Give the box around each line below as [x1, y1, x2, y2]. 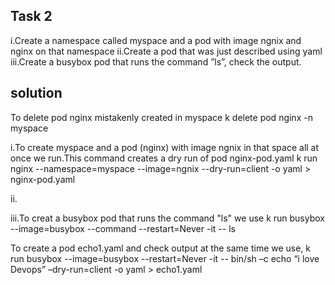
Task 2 [10, 8, 53, 25]
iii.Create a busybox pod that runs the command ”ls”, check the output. [10, 55, 302, 68]
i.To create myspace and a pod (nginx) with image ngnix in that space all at [10, 141, 320, 153]
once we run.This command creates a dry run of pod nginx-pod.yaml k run [10, 152, 318, 164]
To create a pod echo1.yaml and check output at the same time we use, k [10, 242, 312, 254]
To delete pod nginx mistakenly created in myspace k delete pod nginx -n [10, 111, 313, 123]
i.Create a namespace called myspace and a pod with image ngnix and [10, 34, 302, 46]
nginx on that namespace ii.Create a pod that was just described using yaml [10, 45, 323, 57]
